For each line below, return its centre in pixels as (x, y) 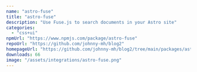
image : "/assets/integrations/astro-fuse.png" (64, 60)
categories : (21, 28)
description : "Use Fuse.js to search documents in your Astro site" (91, 22)
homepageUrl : (22, 49)
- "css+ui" (25, 33)
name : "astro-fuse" (30, 11)
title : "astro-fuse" (31, 17)
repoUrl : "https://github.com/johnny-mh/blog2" (65, 44)
